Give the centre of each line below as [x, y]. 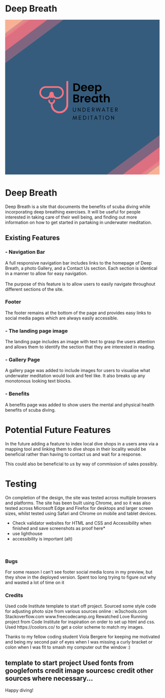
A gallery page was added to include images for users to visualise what [78, 371]
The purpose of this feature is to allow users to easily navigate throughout [80, 284]
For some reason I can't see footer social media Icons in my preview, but [79, 572]
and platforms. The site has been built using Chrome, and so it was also [78, 503]
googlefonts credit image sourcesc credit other [79, 671]
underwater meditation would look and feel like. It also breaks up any [75, 376]
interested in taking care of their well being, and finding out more [71, 217]
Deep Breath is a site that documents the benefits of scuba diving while [78, 207]
